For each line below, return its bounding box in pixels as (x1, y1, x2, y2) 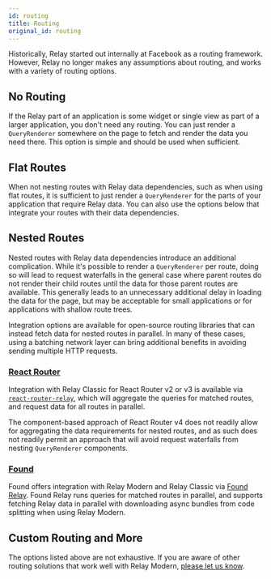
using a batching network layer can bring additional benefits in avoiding (8, 337, 247, 347)
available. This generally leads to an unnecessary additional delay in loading (8, 287, 262, 296)
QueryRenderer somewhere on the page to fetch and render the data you (8, 129, 248, 138)
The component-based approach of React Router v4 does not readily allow (8, 418, 259, 428)
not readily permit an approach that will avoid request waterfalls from (8, 435, 239, 445)
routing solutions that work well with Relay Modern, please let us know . (8, 561, 245, 571)
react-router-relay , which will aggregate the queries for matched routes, (8, 394, 254, 403)
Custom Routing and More (8, 531, 143, 545)
